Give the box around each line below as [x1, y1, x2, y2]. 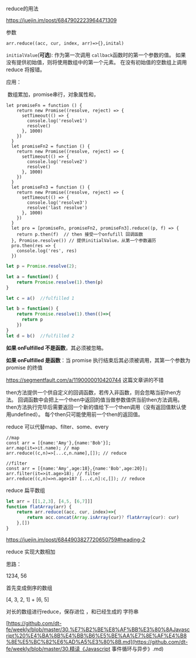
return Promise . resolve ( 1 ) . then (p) [16, 279, 104, 285]
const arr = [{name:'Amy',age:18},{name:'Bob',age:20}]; [6, 465, 148, 472]
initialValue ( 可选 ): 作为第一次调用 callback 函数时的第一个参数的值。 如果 [6, 51, 186, 58]
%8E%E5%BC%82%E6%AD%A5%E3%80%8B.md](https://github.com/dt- [6, 638, 188, 645]
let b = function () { [6, 306, 59, 311]
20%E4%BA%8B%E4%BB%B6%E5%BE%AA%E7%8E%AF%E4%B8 [19, 632, 187, 639]
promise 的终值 [6, 364, 43, 371]
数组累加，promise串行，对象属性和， [7, 91, 99, 98]
